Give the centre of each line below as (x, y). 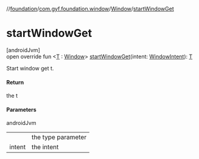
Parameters (21, 109)
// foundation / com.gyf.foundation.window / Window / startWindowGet (90, 9)
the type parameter (59, 137)
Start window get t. (30, 68)
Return (15, 82)
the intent (45, 147)
